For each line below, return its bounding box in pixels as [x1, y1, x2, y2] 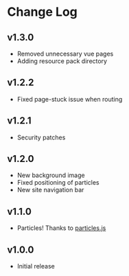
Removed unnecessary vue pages [16, 49, 114, 58]
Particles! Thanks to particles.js [16, 224, 106, 232]
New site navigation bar [16, 186, 84, 194]
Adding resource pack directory [16, 57, 108, 65]
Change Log [7, 4, 78, 20]
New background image [16, 171, 85, 179]
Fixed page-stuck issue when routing [16, 95, 123, 103]
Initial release [16, 262, 55, 271]
